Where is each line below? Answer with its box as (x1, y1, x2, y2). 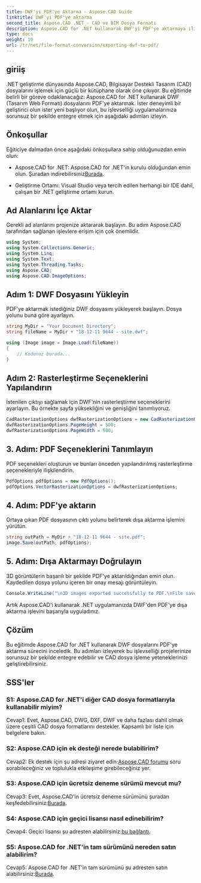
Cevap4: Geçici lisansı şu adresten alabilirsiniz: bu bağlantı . (6, 828, 151, 835)
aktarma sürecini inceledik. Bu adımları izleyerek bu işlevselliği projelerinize (6, 647, 191, 654)
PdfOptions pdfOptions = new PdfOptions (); (6, 478, 117, 484)
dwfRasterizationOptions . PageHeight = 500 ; (6, 422, 117, 428)
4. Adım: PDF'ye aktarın (6, 500, 96, 510)
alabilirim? (6, 851, 38, 859)
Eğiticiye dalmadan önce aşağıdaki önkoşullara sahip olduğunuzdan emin (6, 145, 187, 153)
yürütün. (6, 523, 27, 530)
